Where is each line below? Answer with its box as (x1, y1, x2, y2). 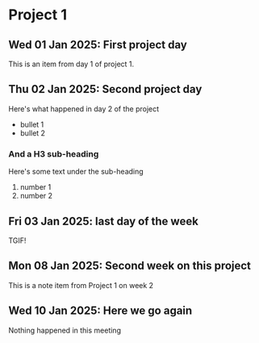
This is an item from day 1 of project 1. (8, 59, 135, 69)
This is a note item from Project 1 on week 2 (8, 280, 154, 290)
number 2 (19, 191, 53, 201)
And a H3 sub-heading (8, 148, 99, 159)
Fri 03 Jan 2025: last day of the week (8, 214, 199, 228)
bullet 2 (19, 128, 46, 138)
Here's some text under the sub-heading (8, 167, 144, 177)
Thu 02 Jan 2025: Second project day (8, 82, 203, 96)
